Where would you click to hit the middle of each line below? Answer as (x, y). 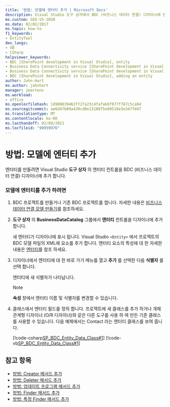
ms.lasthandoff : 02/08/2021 (35, 123)
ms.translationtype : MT (30, 114)
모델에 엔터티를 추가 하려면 (36, 190)
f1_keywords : (19, 33)
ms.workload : (19, 95)
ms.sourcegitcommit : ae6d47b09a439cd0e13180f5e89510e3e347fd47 (73, 109)
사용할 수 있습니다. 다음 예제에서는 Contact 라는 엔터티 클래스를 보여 (86, 321)
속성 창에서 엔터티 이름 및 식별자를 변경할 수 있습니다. (65, 298)
